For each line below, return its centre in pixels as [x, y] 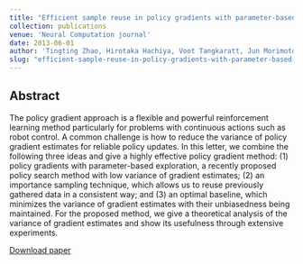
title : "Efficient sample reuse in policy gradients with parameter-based [153, 18]
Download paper [40, 250]
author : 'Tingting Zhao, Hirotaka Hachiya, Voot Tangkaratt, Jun [134, 51]
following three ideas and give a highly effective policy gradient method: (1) [149, 156]
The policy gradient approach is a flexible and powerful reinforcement [139, 117]
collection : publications [58, 26]
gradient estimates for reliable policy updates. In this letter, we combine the [149, 146]
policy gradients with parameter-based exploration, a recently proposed [143, 165]
